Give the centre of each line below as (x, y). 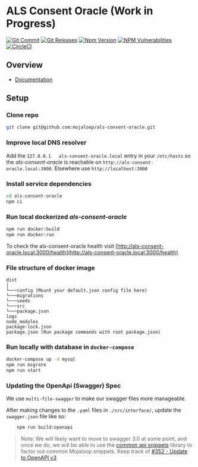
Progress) (31, 23)
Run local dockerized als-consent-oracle (67, 217)
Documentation (34, 79)
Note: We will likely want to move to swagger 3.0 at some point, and (104, 439)
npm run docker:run (30, 234)
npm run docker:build (33, 229)
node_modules (22, 322)
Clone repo (22, 115)
